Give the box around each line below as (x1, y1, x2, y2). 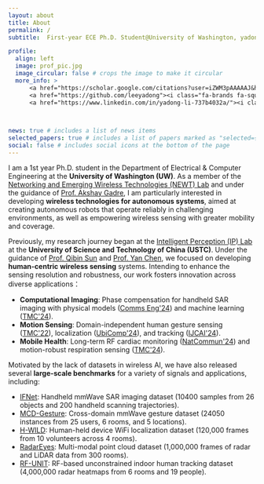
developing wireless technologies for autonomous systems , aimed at (8, 196, 236, 206)
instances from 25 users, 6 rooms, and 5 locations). (19, 417, 187, 426)
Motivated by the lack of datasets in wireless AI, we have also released (8, 360, 237, 369)
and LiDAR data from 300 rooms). (19, 450, 129, 460)
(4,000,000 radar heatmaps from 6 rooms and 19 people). (19, 467, 207, 476)
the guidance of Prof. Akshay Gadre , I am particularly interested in (8, 187, 222, 197)
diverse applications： (8, 279, 81, 289)
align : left (15, 55, 55, 63)
